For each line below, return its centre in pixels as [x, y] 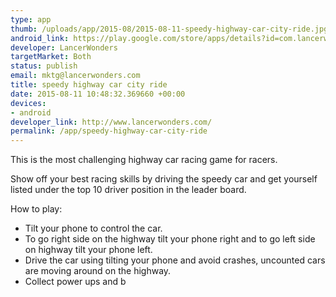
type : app [31, 19]
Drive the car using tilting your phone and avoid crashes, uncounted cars [175, 260]
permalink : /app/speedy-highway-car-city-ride [109, 131]
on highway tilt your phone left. [88, 250]
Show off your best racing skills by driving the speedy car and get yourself [164, 179]
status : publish [44, 66]
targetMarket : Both [51, 57]
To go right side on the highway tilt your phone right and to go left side [170, 239]
